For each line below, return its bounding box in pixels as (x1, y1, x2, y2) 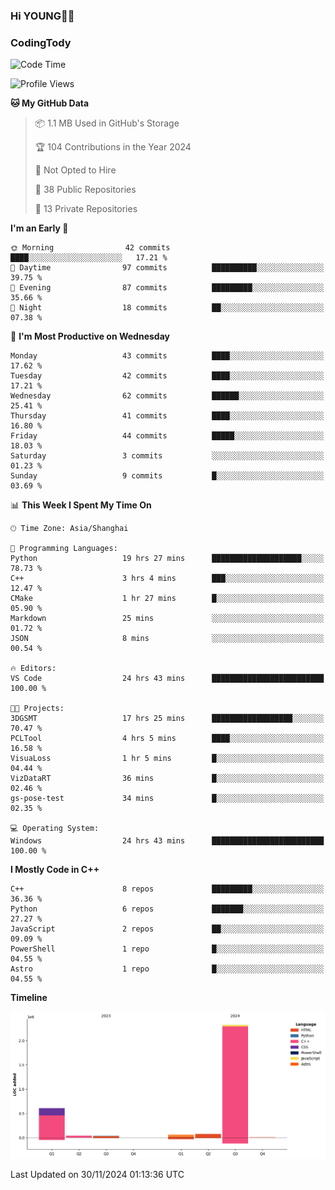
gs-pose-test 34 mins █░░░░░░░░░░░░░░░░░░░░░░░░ (10, 794, 325, 804)
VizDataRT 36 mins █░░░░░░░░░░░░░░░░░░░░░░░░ (10, 774, 325, 784)
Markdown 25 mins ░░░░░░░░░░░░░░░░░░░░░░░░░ (10, 614, 325, 624)
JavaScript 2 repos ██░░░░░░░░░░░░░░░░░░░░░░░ (10, 924, 325, 934)
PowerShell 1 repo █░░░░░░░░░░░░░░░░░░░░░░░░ (10, 944, 325, 954)
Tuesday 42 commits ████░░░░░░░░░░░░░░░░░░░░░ (10, 371, 325, 381)
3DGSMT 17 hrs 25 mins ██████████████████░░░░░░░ (10, 714, 325, 724)
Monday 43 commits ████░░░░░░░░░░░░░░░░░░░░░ (10, 351, 325, 361)
